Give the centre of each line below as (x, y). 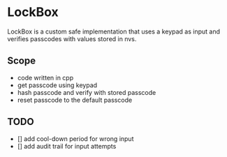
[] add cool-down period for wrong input (75, 139)
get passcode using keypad (57, 85)
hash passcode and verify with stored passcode (87, 92)
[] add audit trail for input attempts (67, 146)
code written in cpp (45, 77)
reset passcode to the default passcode (75, 100)
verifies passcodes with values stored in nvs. (72, 38)
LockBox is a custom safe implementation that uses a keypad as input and (114, 31)
